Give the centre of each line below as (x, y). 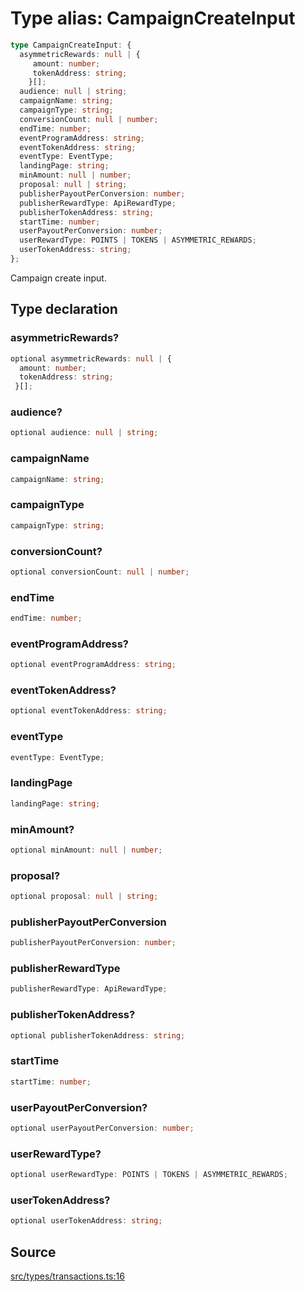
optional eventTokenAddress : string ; (89, 711)
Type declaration (64, 309)
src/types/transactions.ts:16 (67, 1276)
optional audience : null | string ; (84, 433)
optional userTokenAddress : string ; (86, 1221)
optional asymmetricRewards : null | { (91, 358)
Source (33, 1252)
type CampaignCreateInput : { (71, 45)
